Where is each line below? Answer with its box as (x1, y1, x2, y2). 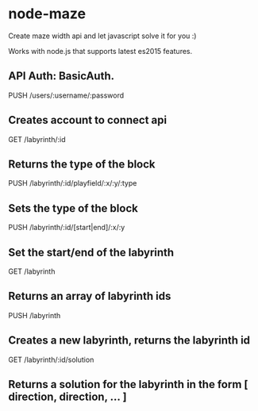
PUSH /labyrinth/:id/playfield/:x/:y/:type (8, 179, 137, 188)
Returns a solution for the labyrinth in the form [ (8, 378, 248, 391)
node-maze (8, 5, 86, 23)
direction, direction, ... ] (8, 390, 127, 404)
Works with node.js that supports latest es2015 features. (8, 46, 193, 56)
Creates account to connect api (8, 113, 168, 127)
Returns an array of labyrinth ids (8, 290, 171, 303)
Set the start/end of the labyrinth (8, 245, 175, 259)
